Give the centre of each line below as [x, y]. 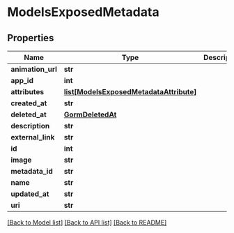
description [30, 126]
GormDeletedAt [90, 114]
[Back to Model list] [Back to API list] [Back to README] [87, 223]
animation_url [34, 69]
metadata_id [32, 171]
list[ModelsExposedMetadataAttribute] [130, 92]
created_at [29, 103]
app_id [22, 81]
